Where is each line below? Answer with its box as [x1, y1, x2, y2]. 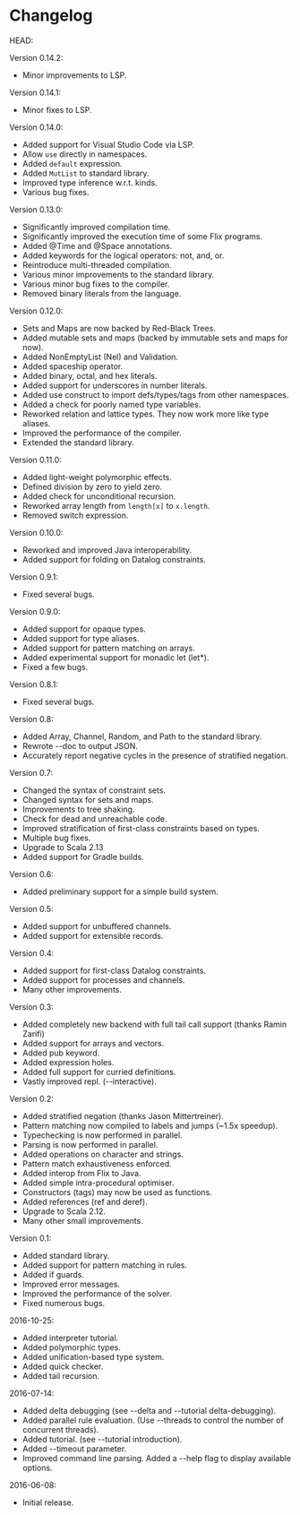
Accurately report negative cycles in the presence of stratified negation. [21, 750, 288, 761]
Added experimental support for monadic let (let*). [21, 651, 210, 663]
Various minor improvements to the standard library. [21, 269, 215, 280]
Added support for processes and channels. [21, 974, 185, 986]
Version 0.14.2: [9, 52, 64, 63]
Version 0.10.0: [9, 527, 64, 538]
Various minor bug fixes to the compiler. [21, 279, 170, 289]
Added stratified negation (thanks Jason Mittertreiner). [21, 1110, 224, 1121]
